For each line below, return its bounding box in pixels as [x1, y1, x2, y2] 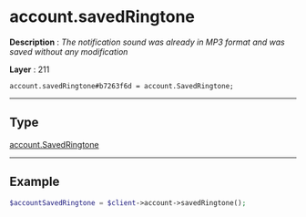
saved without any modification [9, 46, 128, 57]
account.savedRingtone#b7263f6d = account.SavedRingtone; [9, 81, 234, 90]
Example [9, 174, 60, 190]
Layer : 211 [9, 64, 50, 75]
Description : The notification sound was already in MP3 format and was [9, 36, 285, 47]
